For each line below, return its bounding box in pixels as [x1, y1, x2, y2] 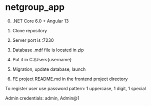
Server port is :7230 [12, 37, 54, 43]
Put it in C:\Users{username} [12, 56, 72, 62]
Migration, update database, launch [12, 66, 86, 72]
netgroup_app [5, 1, 65, 13]
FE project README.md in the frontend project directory [12, 76, 128, 82]
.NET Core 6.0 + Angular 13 [12, 18, 69, 24]
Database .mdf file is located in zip [12, 47, 84, 53]
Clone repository [12, 27, 47, 33]
